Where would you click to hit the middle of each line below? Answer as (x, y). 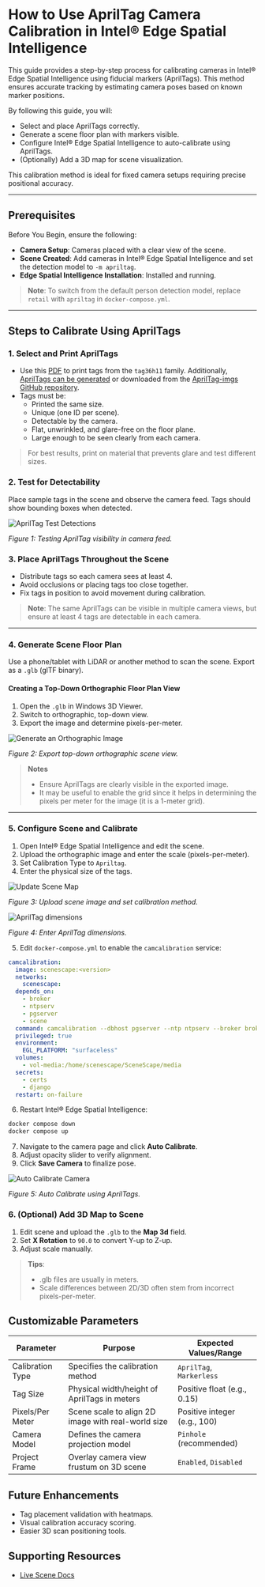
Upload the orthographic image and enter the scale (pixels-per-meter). (134, 854)
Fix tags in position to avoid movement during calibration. (113, 593)
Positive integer (206, 1411)
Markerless (198, 1376)
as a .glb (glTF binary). (46, 671)
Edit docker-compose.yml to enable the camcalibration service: (121, 947)
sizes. (37, 462)
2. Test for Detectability (54, 482)
